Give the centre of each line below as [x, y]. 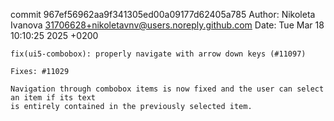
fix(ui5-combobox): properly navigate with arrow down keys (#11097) [158, 54]
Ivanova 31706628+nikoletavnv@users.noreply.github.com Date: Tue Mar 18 [167, 25]
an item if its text [53, 98]
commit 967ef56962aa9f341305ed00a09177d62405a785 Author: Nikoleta [163, 14]
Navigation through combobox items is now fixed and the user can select [167, 89]
